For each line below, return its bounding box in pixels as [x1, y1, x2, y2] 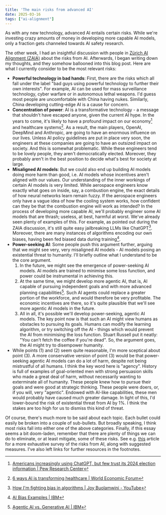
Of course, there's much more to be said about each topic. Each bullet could [5, 415, 161, 421]
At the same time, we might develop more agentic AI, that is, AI [19, 278, 148, 284]
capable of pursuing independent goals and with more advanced [19, 284, 152, 289]
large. [12, 161, 24, 167]
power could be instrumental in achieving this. [19, 273, 114, 279]
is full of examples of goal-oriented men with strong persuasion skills [12, 368, 153, 374]
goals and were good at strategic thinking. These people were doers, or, [12, 384, 160, 390]
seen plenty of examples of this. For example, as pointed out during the [12, 218, 158, 225]
